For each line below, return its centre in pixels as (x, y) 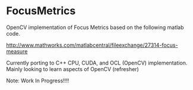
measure (17, 51)
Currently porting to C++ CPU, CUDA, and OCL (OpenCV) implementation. (97, 63)
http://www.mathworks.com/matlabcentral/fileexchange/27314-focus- (92, 45)
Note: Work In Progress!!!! (38, 81)
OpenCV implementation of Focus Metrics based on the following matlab (95, 27)
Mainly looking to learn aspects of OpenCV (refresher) (73, 69)
